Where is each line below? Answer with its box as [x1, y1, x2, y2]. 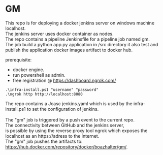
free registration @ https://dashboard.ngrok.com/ [12, 77, 116, 83]
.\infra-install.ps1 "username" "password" [5, 87, 99, 92]
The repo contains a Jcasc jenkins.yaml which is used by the [5, 100, 133, 107]
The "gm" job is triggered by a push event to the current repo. [5, 116, 135, 122]
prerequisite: [5, 56, 32, 63]
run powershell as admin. [12, 72, 66, 78]
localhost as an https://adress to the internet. [5, 133, 100, 139]
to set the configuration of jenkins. [26, 106, 99, 112]
